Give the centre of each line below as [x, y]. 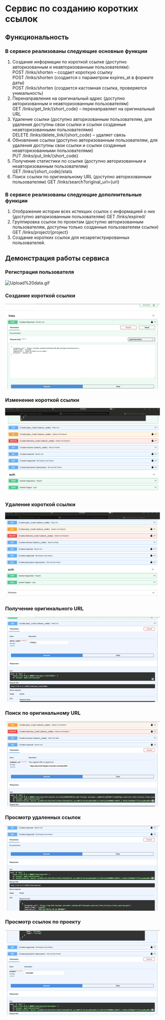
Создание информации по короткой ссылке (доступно [69, 61]
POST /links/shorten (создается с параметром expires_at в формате [83, 77]
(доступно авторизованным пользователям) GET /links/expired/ [79, 217]
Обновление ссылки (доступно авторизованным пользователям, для [85, 140]
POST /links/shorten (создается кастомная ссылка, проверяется [80, 88]
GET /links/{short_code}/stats [42, 171]
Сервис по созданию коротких [72, 9]
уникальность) [27, 93]
